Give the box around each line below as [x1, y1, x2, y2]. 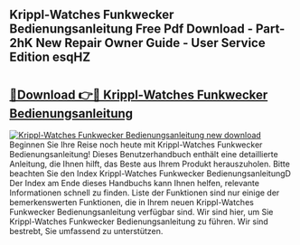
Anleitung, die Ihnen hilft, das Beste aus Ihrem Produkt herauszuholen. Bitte [9, 158, 291, 169]
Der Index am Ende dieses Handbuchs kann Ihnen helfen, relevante [9, 178, 260, 188]
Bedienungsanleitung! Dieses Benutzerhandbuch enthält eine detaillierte [9, 149, 278, 159]
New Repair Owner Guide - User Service [35, 35, 266, 51]
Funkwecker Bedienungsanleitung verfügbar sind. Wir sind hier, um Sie [9, 207, 274, 217]
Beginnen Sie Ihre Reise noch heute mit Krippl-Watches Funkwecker [9, 139, 263, 150]
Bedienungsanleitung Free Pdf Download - [9, 22, 253, 37]
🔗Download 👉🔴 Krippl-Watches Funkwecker [9, 87, 268, 102]
